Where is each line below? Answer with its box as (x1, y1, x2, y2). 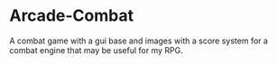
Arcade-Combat (9, 5, 134, 26)
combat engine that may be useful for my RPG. (9, 44, 183, 55)
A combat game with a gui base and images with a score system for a (9, 35, 269, 46)
